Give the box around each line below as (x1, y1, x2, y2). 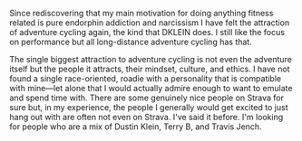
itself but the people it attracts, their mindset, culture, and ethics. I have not (9, 63, 290, 74)
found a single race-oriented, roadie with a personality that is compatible (9, 73, 282, 84)
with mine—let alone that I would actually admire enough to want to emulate (9, 83, 293, 93)
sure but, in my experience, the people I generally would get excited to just (9, 102, 288, 112)
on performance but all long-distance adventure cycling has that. (9, 36, 252, 47)
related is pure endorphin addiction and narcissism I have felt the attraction (9, 17, 290, 28)
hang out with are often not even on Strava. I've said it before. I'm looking (9, 112, 284, 122)
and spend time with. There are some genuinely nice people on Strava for (9, 92, 284, 103)
